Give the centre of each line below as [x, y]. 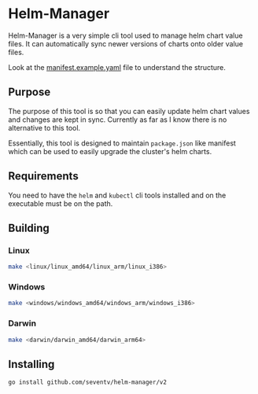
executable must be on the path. [61, 203]
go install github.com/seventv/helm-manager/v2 [88, 382]
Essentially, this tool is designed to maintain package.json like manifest [122, 143]
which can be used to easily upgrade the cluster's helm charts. [110, 151]
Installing [31, 364]
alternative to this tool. [44, 127]
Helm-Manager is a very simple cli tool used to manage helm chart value [125, 35]
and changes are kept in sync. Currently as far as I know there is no [118, 120]
